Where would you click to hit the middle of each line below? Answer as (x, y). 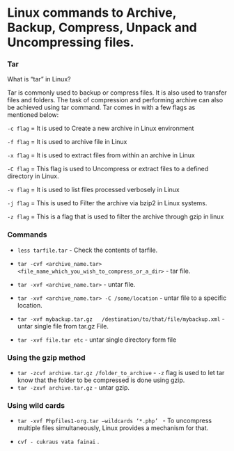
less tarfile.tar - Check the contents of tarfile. (87, 250)
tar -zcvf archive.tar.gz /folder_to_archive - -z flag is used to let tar (121, 373)
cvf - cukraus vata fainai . (58, 442)
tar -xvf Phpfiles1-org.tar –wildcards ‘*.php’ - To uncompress (115, 421)
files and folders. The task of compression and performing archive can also (115, 100)
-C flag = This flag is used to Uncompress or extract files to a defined (108, 169)
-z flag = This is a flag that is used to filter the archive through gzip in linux (116, 216)
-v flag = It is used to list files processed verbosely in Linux (93, 190)
